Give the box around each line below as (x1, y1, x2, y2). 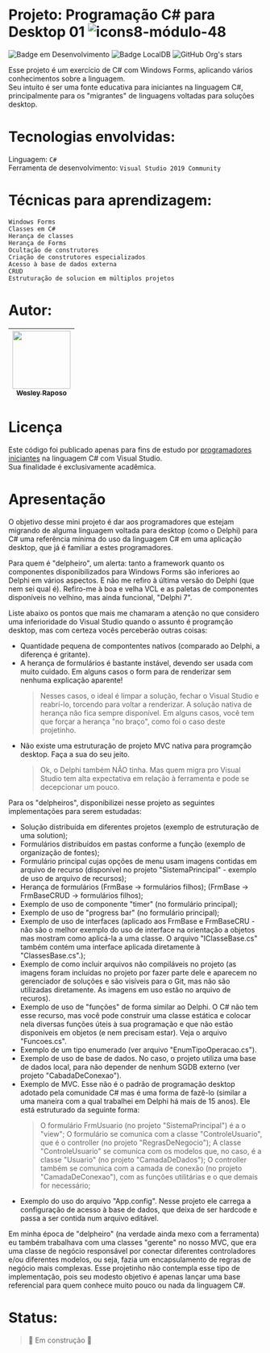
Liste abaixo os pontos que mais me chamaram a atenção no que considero (8, 608, 260, 618)
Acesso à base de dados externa (8, 260, 117, 268)
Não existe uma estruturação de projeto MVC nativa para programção (19, 741, 252, 750)
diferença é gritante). (19, 649, 90, 659)
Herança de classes (8, 232, 74, 240)
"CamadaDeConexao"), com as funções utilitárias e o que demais (39, 1171, 259, 1181)
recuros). (19, 993, 51, 1003)
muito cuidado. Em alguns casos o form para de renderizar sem (19, 666, 232, 676)
